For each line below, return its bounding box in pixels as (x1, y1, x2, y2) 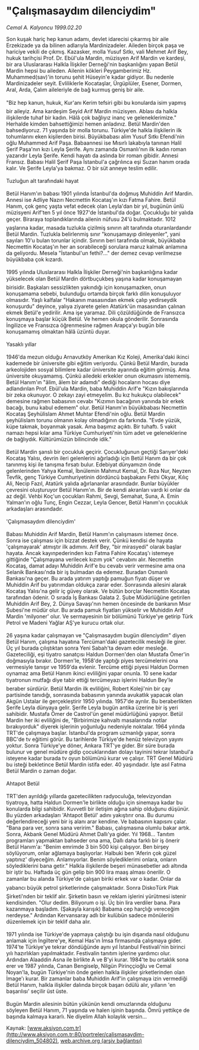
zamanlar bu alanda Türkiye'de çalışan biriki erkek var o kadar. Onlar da (6, 875, 181, 882)
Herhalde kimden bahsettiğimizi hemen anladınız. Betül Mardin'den (6, 120, 170, 127)
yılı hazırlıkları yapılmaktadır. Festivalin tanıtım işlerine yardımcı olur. (6, 949, 171, 956)
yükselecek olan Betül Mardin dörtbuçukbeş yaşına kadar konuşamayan (6, 275, 182, 282)
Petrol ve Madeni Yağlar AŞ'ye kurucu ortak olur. (6, 619, 125, 626)
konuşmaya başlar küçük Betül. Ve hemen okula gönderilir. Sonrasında (6, 315, 178, 322)
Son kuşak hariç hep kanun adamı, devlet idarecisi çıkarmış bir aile (6, 35, 169, 42)
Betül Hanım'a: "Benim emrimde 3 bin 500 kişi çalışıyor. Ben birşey (6, 843, 169, 850)
